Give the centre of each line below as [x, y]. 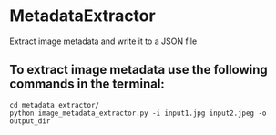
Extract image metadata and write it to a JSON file [103, 41]
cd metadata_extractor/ [55, 105]
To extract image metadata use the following [139, 70]
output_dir [30, 121]
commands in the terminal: [87, 84]
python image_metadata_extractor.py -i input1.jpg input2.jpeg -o [138, 113]
